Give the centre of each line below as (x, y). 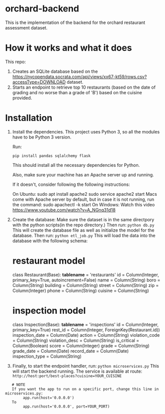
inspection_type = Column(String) (47, 356)
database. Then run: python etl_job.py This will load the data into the (84, 235)
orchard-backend (42, 9)
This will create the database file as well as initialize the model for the (83, 230)
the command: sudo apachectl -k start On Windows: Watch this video (83, 204)
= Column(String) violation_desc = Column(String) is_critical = (76, 340)
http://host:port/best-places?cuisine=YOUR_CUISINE (67, 376)
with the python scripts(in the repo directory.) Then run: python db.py (83, 225)
